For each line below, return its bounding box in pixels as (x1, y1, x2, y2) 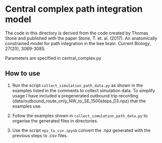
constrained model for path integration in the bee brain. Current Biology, (5, 40, 151, 46)
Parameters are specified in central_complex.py (5, 55, 102, 61)
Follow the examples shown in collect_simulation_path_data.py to (12, 113, 148, 119)
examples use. (12, 103, 42, 109)
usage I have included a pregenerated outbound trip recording (12, 93, 138, 98)
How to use (5, 70, 40, 78)
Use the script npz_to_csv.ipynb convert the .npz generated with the (12, 127, 151, 133)
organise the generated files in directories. (12, 118, 98, 123)
